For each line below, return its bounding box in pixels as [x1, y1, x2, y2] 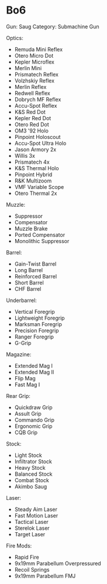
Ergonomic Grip [14, 422, 53, 430]
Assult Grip [14, 410, 42, 417]
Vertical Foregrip [14, 308, 55, 315]
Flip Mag [14, 374, 36, 381]
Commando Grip [14, 416, 54, 423]
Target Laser [14, 530, 46, 537]
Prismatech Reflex [14, 71, 58, 78]
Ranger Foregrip [14, 333, 54, 340]
